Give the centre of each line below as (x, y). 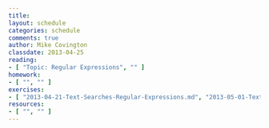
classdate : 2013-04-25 (46, 52)
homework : (25, 75)
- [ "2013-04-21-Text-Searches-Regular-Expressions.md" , (105, 97)
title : (19, 16)
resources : (26, 104)
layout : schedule (37, 23)
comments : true (34, 38)
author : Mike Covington (48, 45)
